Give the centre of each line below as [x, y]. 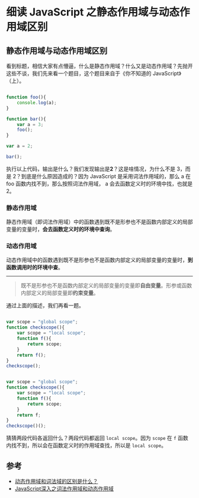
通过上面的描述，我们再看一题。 [45, 306]
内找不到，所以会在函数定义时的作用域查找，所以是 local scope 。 [86, 445]
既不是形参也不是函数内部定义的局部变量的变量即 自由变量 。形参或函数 [106, 285]
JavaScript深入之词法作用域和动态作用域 [64, 489]
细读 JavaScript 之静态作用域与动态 [93, 12]
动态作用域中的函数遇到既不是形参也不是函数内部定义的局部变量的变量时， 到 [99, 260]
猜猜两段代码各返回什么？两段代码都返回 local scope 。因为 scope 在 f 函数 [97, 438]
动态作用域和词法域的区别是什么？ [56, 481]
